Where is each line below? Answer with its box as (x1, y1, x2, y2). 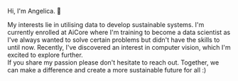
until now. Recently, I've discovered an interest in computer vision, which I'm (7, 43, 231, 51)
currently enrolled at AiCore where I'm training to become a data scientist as (7, 28, 231, 36)
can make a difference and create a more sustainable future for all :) (7, 66, 207, 74)
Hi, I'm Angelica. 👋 (7, 7, 62, 15)
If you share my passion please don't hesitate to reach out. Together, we (7, 58, 220, 67)
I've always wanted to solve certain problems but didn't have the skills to (7, 36, 220, 44)
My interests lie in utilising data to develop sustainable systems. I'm (7, 21, 205, 28)
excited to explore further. (7, 50, 83, 59)
